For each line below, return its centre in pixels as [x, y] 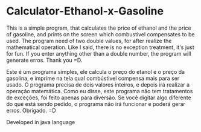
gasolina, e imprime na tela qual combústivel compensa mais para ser [93, 78]
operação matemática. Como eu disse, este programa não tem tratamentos [100, 91]
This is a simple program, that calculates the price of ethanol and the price [99, 28]
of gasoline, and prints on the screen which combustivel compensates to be [101, 34]
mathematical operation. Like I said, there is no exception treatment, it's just [100, 47]
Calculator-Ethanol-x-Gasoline [85, 11]
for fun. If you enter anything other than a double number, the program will [99, 53]
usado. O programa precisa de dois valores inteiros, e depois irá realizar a [98, 84]
